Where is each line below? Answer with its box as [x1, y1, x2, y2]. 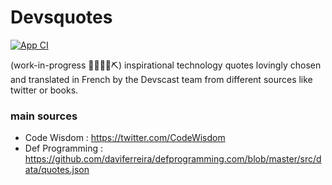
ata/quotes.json [24, 164, 90, 176]
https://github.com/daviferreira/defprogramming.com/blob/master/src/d [24, 153, 322, 165]
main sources [10, 109, 78, 123]
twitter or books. [10, 84, 79, 96]
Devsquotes [10, 6, 113, 29]
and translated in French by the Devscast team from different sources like [10, 73, 313, 85]
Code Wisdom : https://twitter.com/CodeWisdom [24, 132, 226, 144]
